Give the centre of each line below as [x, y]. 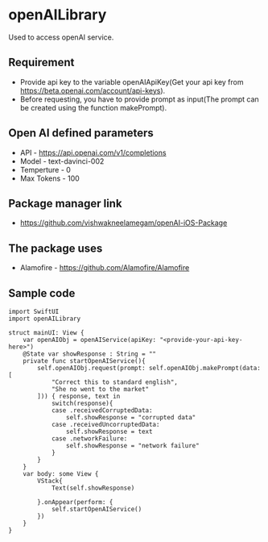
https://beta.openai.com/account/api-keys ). [93, 90]
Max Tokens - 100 [50, 178]
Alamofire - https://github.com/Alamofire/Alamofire [105, 268]
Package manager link [65, 203]
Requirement [41, 63]
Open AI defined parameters [81, 133]
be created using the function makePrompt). [93, 107]
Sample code [42, 293]
